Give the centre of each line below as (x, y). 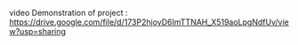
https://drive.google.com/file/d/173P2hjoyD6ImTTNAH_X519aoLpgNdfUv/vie (149, 22)
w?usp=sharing (38, 31)
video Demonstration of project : (68, 13)
